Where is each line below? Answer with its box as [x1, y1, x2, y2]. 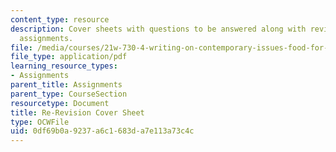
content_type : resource [10, 14, 110, 25]
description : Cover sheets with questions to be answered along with [10, 24, 307, 34]
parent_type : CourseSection [10, 89, 128, 99]
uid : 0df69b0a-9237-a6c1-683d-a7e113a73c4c [10, 126, 195, 136]
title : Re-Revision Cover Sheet [10, 107, 145, 118]
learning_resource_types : [10, 61, 118, 71]
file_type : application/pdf [10, 52, 128, 62]
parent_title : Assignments [10, 80, 123, 90]
